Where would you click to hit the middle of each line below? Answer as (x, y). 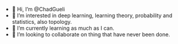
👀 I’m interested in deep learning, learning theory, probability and (92, 15)
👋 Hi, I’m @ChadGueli (38, 9)
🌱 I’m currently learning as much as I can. (63, 28)
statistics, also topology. (42, 22)
